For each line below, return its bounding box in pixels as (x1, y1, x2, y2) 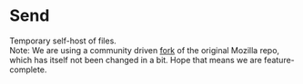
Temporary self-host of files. (9, 35, 116, 46)
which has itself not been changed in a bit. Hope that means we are (9, 54, 262, 65)
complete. (9, 64, 47, 75)
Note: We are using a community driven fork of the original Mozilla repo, (9, 44, 280, 55)
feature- (263, 54, 296, 65)
